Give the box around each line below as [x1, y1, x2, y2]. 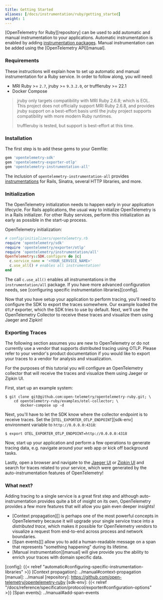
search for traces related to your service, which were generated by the [5, 465, 147, 471]
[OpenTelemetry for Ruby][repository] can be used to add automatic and [5, 30, 150, 36]
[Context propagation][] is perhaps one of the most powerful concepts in [12, 513, 159, 519]
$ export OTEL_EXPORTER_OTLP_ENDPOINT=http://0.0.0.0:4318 [5, 431, 127, 436]
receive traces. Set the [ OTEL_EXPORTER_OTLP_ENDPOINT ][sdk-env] [5, 417, 133, 423]
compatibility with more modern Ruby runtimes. [17, 113, 112, 119]
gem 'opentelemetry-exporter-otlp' [5, 159, 77, 165]
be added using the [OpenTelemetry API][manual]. [5, 45, 106, 51]
